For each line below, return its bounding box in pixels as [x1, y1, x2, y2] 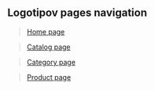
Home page [26, 27, 65, 36]
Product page [26, 72, 72, 81]
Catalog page [26, 42, 72, 52]
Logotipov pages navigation [7, 6, 147, 20]
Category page [26, 57, 76, 67]
